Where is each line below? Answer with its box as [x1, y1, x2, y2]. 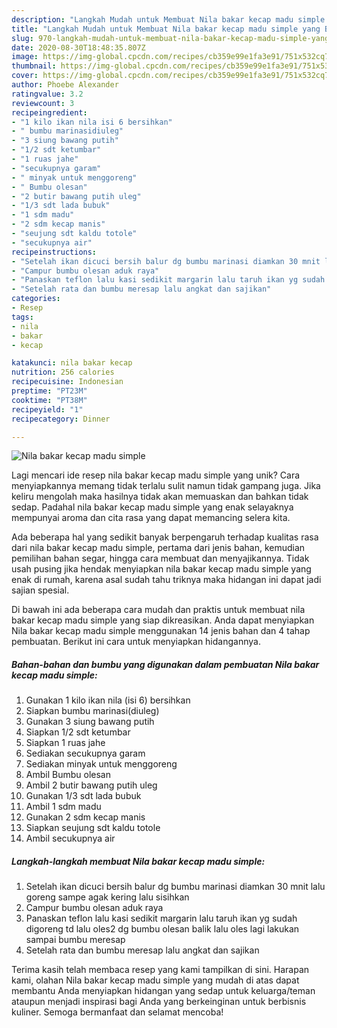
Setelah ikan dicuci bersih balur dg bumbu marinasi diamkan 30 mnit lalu [25, 881, 326, 893]
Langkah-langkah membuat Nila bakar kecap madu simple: [11, 855, 266, 867]
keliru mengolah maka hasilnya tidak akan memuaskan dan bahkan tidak [11, 491, 309, 503]
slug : [11, 33, 34, 43]
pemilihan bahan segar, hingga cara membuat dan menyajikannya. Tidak [11, 552, 310, 565]
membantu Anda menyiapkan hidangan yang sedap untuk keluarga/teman [11, 985, 316, 997]
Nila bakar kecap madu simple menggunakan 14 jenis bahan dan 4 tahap [11, 625, 311, 637]
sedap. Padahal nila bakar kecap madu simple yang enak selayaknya [11, 501, 294, 513]
